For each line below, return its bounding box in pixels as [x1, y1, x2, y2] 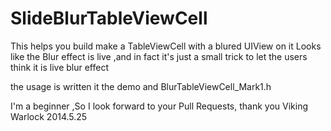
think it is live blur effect [10, 61, 110, 73]
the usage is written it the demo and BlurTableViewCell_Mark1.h [10, 80, 272, 92]
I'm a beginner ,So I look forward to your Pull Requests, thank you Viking [10, 100, 309, 112]
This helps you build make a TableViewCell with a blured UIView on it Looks [10, 40, 322, 52]
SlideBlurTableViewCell [10, 7, 208, 30]
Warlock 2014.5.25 [10, 110, 88, 122]
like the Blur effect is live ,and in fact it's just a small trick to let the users [10, 50, 308, 62]
